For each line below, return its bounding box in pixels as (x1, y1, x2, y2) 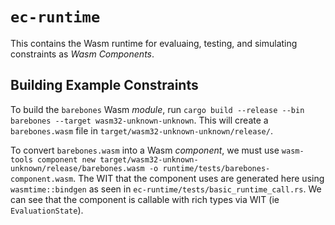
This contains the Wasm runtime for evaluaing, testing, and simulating (10, 37, 298, 49)
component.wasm (10, 174, 74, 184)
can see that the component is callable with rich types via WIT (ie (10, 193, 280, 205)
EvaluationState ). (10, 204, 84, 216)
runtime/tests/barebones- (162, 163, 271, 173)
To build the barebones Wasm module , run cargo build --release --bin (10, 103, 305, 115)
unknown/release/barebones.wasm (10, 163, 145, 173)
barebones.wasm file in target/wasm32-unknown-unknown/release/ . (10, 124, 273, 137)
